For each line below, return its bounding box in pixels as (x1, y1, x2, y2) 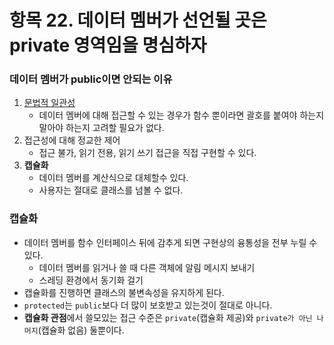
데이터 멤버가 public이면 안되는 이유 (9, 72, 173, 86)
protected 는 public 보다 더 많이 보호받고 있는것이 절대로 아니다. (23, 299, 273, 311)
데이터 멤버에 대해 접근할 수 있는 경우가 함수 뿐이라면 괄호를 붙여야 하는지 (38, 109, 325, 121)
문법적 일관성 (23, 97, 76, 109)
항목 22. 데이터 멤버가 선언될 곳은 (9, 9, 267, 32)
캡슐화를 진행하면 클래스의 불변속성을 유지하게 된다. (23, 286, 225, 298)
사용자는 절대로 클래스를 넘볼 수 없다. (38, 184, 184, 196)
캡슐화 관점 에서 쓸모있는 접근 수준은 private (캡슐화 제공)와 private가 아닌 (23, 311, 313, 323)
